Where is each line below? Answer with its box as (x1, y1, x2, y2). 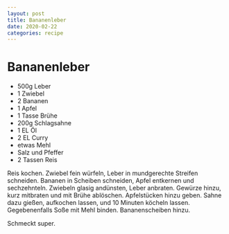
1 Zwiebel (17, 89, 45, 98)
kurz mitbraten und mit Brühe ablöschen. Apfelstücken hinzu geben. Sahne (7, 191, 222, 199)
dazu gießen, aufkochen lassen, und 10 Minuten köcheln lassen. (7, 199, 190, 207)
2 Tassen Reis (17, 156, 58, 164)
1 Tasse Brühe (17, 111, 58, 120)
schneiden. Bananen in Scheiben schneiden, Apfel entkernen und (7, 177, 194, 185)
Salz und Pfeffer (17, 148, 64, 156)
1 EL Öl (17, 126, 37, 135)
